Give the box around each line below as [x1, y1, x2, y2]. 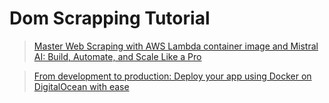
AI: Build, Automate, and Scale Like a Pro [33, 50, 202, 62]
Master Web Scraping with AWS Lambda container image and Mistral [33, 40, 319, 52]
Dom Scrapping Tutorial [9, 7, 211, 30]
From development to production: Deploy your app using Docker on [33, 70, 312, 82]
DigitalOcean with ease [33, 80, 130, 92]
